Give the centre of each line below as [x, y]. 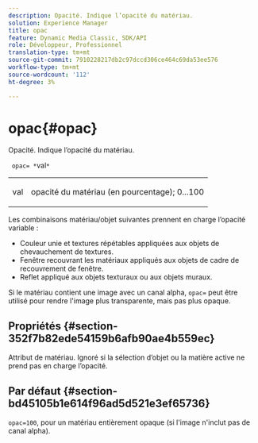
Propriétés [35, 326]
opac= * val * [31, 166]
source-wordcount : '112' [49, 75]
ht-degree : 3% [32, 82]
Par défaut [35, 391]
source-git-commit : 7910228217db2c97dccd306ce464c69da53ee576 [113, 60]
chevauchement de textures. [66, 252]
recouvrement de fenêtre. [62, 269]
